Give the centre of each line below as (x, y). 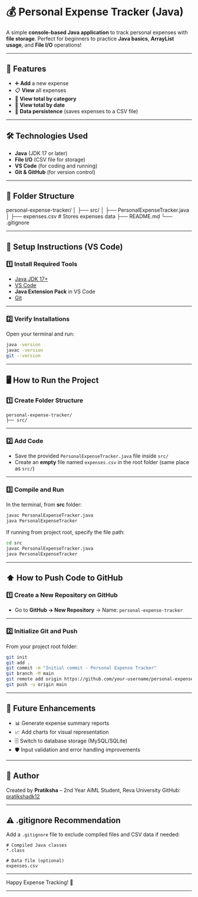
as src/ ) (24, 468)
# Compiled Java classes (37, 845)
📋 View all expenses (40, 90)
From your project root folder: (42, 646)
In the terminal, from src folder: (44, 505)
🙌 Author (23, 776)
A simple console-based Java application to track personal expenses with (97, 32)
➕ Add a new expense (42, 83)
